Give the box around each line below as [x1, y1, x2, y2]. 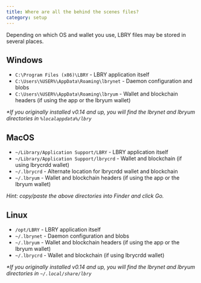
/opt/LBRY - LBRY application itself [14, 226, 101, 233]
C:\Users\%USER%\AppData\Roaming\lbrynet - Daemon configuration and [14, 77, 193, 85]
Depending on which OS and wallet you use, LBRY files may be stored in [6, 31, 186, 38]
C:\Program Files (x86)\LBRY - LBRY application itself [14, 71, 150, 79]
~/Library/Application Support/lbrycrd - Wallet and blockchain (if [14, 155, 182, 162]
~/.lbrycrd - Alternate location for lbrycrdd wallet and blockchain [14, 168, 178, 175]
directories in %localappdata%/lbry [6, 115, 92, 122]
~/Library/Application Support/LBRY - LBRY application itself [14, 149, 169, 156]
